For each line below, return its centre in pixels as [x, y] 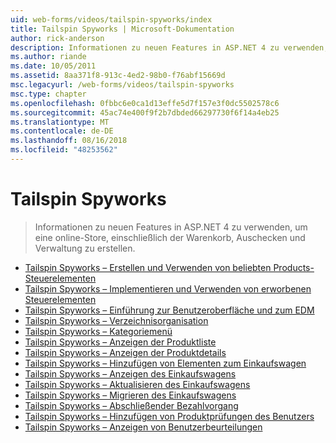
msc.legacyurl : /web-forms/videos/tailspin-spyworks [122, 85]
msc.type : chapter [48, 94]
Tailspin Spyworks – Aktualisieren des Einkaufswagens [137, 384]
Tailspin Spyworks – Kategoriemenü [98, 331]
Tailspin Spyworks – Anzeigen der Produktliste [120, 342]
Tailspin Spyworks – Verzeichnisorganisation [116, 320]
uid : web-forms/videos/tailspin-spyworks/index [111, 19]
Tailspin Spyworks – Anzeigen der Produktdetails [125, 352]
